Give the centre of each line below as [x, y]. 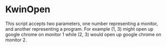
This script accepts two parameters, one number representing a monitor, [82, 24]
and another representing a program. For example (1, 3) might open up [79, 29]
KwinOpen [28, 9]
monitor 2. [16, 40]
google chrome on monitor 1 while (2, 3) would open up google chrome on [84, 34]
